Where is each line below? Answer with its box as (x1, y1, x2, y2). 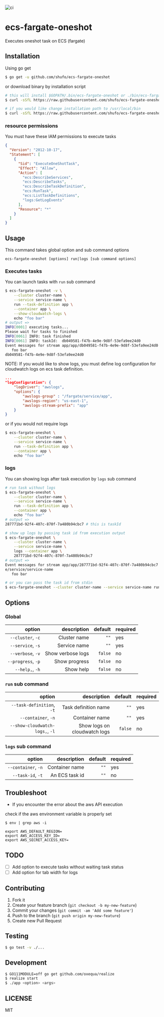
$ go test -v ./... (5, 945, 45, 950)
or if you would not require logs (5, 421, 68, 427)
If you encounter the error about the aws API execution (12, 802, 123, 807)
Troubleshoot (5, 788, 47, 797)
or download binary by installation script (5, 83, 86, 89)
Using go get (5, 65, 31, 71)
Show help (64, 666, 89, 673)
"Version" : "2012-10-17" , (9, 147, 62, 153)
